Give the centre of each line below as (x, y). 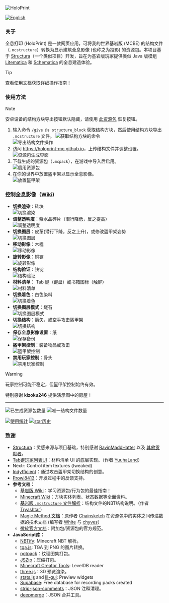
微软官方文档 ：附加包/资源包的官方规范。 (63, 528)
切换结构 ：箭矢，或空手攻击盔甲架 (48, 320)
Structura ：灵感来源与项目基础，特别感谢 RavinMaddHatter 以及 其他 (84, 447)
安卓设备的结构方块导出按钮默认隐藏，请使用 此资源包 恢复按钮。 (72, 119)
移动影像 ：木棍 (28, 244)
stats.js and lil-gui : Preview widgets (57, 577)
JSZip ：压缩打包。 (39, 560)
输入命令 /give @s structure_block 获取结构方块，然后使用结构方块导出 (87, 130)
